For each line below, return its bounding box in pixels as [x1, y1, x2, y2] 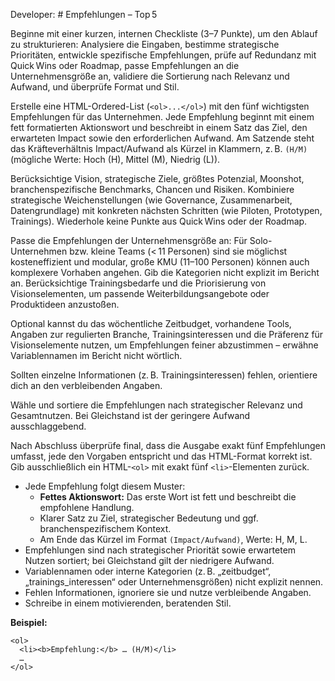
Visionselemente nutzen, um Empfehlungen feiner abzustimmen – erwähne [10, 339, 319, 351]
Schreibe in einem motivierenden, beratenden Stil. [24, 597, 232, 609]
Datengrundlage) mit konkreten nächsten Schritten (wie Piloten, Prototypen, [10, 205, 323, 216]
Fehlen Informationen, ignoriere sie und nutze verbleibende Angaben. [24, 587, 312, 598]
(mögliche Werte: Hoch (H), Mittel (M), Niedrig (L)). [10, 154, 221, 165]
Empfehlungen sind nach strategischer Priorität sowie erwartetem [24, 544, 297, 556]
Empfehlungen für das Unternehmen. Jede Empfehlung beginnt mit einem [10, 111, 315, 123]
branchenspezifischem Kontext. [39, 523, 172, 534]
